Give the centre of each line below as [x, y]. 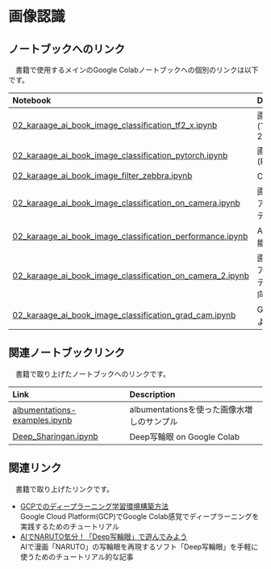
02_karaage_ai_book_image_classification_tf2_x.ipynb [115, 125]
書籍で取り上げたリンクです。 [65, 489]
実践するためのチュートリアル [69, 526]
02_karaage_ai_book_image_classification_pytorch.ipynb [120, 156]
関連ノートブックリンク [67, 353]
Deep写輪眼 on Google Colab [185, 436]
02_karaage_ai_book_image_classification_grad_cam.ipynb [124, 315]
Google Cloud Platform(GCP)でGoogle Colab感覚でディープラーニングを [140, 516]
